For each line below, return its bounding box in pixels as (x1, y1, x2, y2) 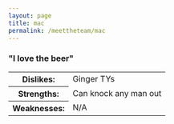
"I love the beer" (8, 53, 75, 64)
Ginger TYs (72, 73, 115, 84)
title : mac (8, 19, 45, 27)
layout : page (8, 11, 52, 20)
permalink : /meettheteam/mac (8, 26, 106, 34)
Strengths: (18, 88, 59, 99)
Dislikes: (22, 74, 55, 85)
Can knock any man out (72, 87, 162, 98)
